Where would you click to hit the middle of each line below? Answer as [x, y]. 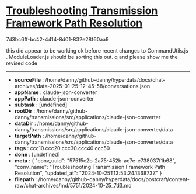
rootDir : [25, 111]
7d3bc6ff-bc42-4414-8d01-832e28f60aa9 [57, 39]
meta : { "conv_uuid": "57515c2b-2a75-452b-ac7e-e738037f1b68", [95, 160]
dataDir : [25, 123]
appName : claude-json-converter [56, 92]
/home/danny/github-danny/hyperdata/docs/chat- [105, 79]
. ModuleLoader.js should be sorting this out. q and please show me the [92, 57]
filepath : [26, 179]
